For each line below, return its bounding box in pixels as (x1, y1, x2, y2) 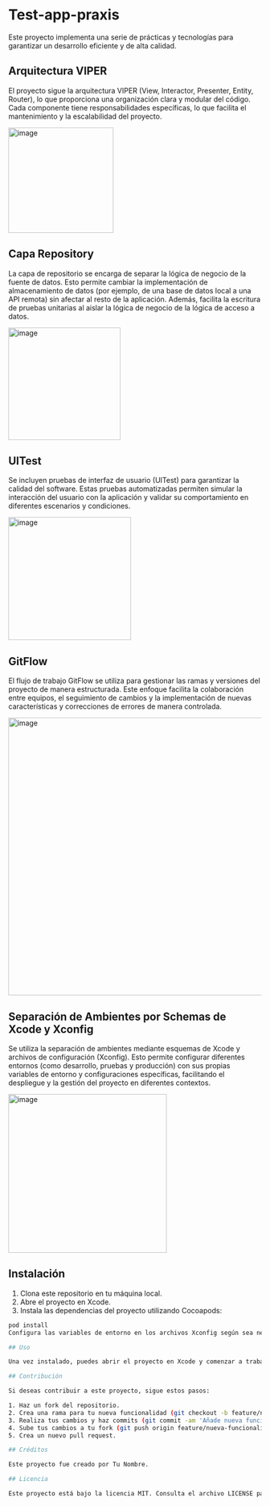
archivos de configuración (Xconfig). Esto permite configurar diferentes (8, 1052, 245, 1062)
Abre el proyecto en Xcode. (19, 1296, 111, 1307)
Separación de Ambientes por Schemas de (8, 1009, 227, 1023)
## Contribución (8, 1372, 63, 1380)
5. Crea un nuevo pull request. (8, 1431, 117, 1440)
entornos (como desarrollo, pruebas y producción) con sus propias (8, 1061, 231, 1070)
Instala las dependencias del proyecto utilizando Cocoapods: (19, 1305, 223, 1315)
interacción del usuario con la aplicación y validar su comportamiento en (8, 493, 249, 502)
